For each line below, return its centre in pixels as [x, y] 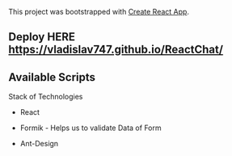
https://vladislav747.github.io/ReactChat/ [116, 50]
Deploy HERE [42, 37]
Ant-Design [39, 144]
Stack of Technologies [46, 97]
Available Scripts [52, 77]
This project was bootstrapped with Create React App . [99, 12]
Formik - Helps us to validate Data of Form [91, 128]
